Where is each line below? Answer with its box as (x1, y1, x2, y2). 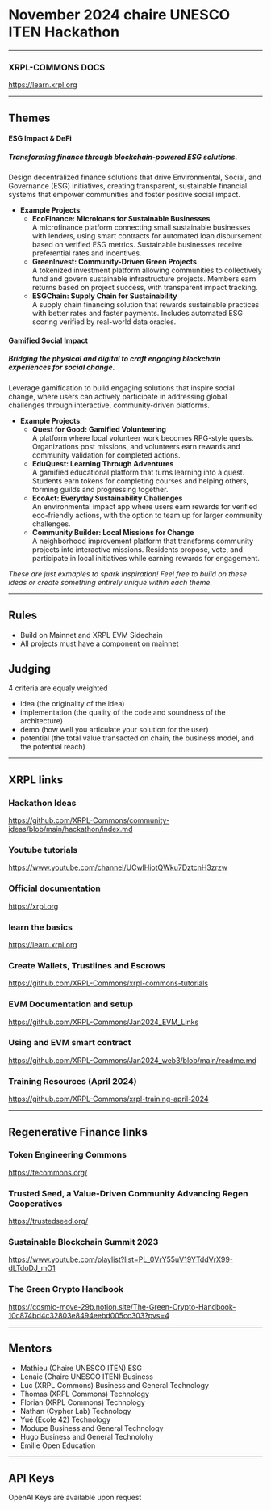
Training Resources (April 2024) (8, 1075, 137, 1086)
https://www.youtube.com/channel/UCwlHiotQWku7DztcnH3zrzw (8, 863, 228, 872)
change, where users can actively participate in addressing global (8, 391, 227, 401)
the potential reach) (19, 742, 86, 752)
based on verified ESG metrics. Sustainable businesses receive (31, 240, 243, 250)
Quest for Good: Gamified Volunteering (31, 424, 167, 434)
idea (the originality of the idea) (19, 699, 125, 709)
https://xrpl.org (8, 901, 59, 911)
